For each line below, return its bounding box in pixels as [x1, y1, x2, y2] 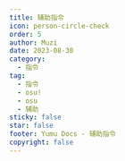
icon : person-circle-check [9, 21, 110, 30]
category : [9, 55, 46, 64]
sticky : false [9, 113, 62, 122]
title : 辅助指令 [9, 13, 64, 22]
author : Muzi [9, 38, 58, 47]
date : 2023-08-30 [9, 47, 74, 55]
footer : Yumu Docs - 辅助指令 [9, 130, 116, 139]
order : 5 [9, 30, 42, 38]
